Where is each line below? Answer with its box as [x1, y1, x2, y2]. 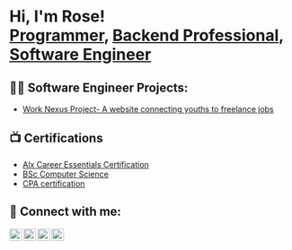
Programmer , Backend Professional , [9, 25, 284, 46]
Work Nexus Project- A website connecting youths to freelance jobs [22, 104, 274, 114]
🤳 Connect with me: [9, 204, 121, 220]
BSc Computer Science [22, 168, 110, 179]
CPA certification [22, 177, 85, 189]
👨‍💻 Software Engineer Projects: [9, 80, 189, 95]
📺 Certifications [9, 131, 103, 146]
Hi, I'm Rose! [9, 6, 106, 27]
